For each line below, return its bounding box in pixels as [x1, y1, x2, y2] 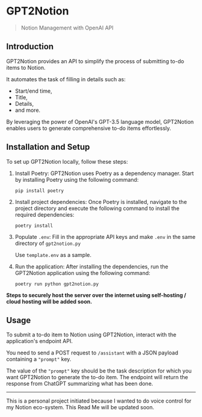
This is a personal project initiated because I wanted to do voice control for [6, 397, 192, 404]
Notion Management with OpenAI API [20, 24, 114, 31]
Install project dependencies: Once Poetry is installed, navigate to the [14, 198, 188, 205]
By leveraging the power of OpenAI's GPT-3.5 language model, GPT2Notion [6, 118, 194, 125]
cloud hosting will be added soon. [6, 298, 93, 305]
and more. [14, 107, 41, 114]
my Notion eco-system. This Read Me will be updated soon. [6, 404, 155, 411]
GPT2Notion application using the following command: [14, 269, 150, 276]
